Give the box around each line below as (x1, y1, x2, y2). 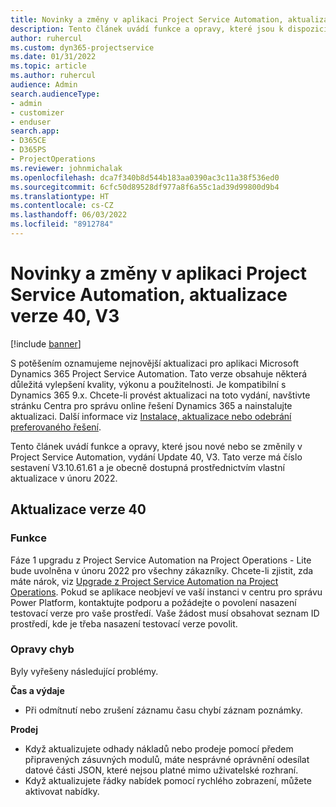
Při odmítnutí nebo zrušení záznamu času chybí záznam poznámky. (24, 704, 303, 716)
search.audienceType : (10, 89, 101, 99)
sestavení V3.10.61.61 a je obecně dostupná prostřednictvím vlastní (10, 461, 285, 473)
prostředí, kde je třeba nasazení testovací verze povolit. (10, 617, 238, 630)
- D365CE (10, 136, 47, 146)
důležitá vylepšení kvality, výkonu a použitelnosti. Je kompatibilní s (10, 378, 287, 390)
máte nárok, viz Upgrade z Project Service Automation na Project (10, 575, 279, 587)
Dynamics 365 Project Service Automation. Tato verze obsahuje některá (10, 367, 308, 380)
